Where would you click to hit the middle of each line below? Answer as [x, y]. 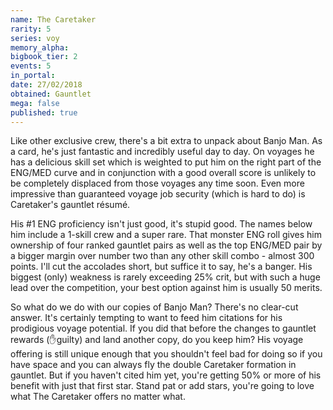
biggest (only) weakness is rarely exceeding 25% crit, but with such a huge [165, 277]
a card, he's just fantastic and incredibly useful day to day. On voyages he [162, 152]
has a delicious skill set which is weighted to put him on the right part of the [166, 162]
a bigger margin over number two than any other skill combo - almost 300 [162, 256]
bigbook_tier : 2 [44, 57]
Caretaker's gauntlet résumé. [70, 205]
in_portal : [33, 76]
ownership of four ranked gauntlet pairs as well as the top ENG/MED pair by [166, 245]
